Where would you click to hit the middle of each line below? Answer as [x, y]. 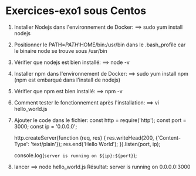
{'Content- [168, 138]
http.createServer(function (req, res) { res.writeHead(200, [84, 138]
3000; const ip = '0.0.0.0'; [45, 126]
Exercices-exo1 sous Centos [76, 11]
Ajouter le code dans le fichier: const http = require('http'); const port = [100, 120]
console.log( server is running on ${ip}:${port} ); [75, 155]
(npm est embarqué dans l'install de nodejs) [67, 80]
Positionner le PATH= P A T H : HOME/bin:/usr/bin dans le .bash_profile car [100, 45]
